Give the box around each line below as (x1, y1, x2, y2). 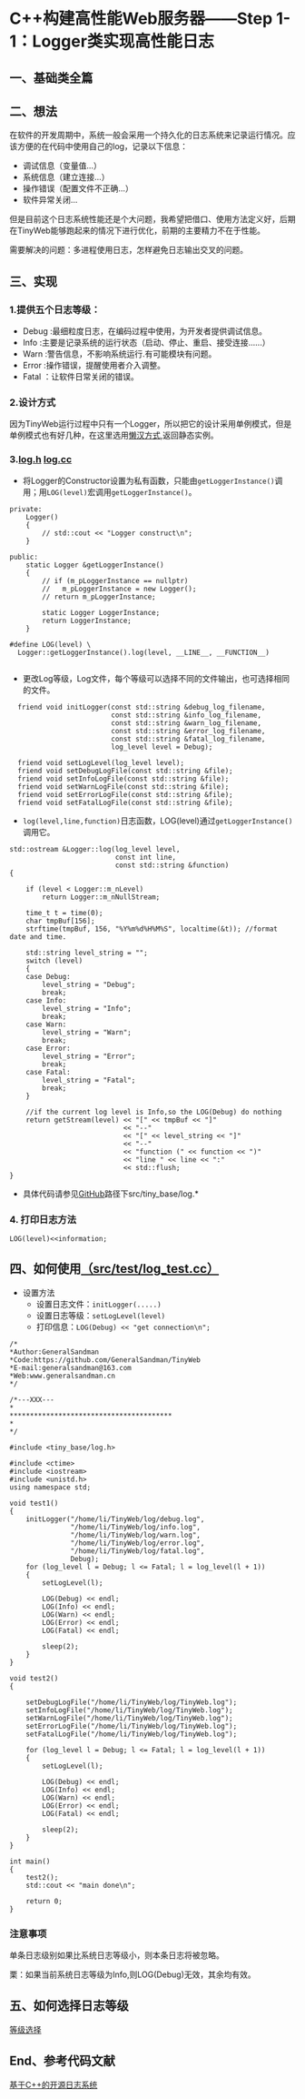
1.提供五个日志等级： (9, 303, 101, 316)
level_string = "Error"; (42, 1052, 136, 1061)
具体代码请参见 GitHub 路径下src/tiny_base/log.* (22, 1188, 200, 1199)
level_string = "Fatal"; (42, 1075, 136, 1085)
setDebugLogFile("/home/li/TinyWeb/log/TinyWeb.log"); (25, 1698, 238, 1707)
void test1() (9, 1499, 59, 1508)
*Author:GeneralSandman (9, 1347, 100, 1357)
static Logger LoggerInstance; (42, 608, 161, 617)
